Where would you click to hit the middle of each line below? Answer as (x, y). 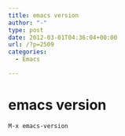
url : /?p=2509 (31, 45)
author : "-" (28, 23)
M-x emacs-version (38, 126)
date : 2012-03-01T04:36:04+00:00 (63, 37)
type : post (26, 30)
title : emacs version (44, 15)
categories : (28, 52)
